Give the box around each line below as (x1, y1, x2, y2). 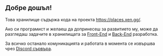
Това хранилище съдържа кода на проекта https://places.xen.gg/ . (5, 16, 142, 22)
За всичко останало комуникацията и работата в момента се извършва (5, 41, 155, 46)
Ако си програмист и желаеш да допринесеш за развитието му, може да (5, 26, 158, 32)
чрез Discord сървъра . (5, 45, 52, 51)
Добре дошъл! (5, 4, 52, 12)
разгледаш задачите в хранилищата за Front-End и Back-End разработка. (5, 31, 159, 37)
